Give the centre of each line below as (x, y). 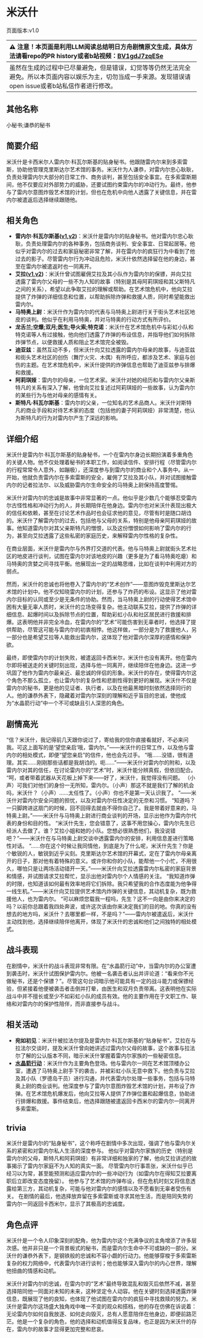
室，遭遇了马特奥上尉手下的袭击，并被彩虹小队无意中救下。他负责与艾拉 (105, 1071)
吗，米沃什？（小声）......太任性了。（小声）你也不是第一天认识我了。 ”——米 (101, 793)
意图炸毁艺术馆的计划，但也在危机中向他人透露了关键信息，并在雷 (114, 192)
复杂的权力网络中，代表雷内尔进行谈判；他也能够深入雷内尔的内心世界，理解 (101, 1263)
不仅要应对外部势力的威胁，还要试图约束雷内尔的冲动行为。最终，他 (107, 184)
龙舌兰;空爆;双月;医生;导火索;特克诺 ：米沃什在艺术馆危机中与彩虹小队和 (104, 327)
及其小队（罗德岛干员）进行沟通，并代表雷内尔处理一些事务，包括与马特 (105, 1078)
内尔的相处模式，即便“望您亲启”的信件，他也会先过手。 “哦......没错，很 (95, 755)
